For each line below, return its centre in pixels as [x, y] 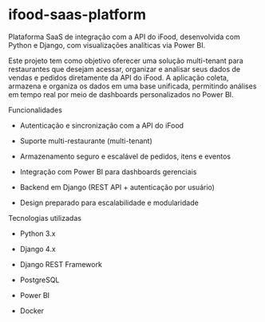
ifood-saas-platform [77, 15]
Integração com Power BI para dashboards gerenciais [108, 171]
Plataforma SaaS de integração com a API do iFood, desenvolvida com [125, 37]
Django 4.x [38, 249]
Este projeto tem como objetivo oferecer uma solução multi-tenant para [126, 61]
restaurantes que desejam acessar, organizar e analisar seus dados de [125, 69]
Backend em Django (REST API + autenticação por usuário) [117, 187]
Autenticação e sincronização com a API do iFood [102, 125]
